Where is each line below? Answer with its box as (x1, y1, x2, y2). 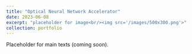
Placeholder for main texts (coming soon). (6, 41, 108, 48)
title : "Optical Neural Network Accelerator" (6, 8, 120, 15)
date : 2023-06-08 (6, 14, 49, 20)
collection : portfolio (6, 25, 62, 31)
